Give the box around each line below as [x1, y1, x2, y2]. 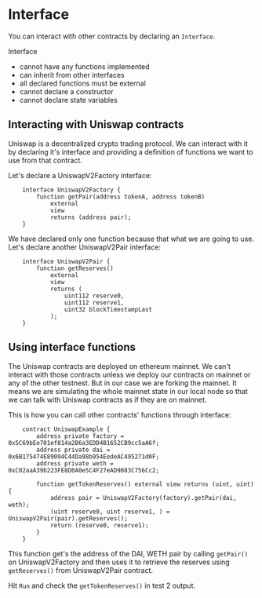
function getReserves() [36, 264, 114, 272]
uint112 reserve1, [64, 298, 125, 307]
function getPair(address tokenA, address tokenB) [36, 192, 206, 201]
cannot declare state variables [19, 95, 118, 104]
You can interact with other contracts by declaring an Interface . [8, 31, 216, 41]
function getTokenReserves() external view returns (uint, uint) [36, 480, 255, 488]
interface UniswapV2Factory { [22, 186, 122, 194]
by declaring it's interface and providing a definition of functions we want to [8, 147, 253, 156]
